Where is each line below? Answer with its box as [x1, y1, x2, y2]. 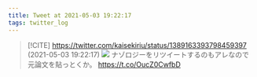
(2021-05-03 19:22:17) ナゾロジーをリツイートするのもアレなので [27, 49, 250, 59]
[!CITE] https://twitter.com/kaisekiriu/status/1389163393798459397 [27, 40, 248, 49]
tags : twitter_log [8, 19, 68, 27]
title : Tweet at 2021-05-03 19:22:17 [8, 11, 132, 20]
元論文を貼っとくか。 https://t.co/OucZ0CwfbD [27, 60, 181, 69]
